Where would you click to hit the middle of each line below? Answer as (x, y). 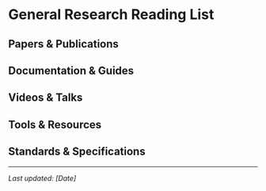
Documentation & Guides (71, 70)
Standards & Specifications (77, 152)
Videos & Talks (46, 98)
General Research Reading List (111, 15)
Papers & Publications (63, 44)
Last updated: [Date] (42, 178)
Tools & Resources (55, 124)
